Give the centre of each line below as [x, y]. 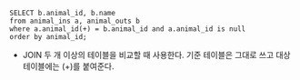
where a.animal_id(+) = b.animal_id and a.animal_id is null [128, 29]
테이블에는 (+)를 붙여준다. [68, 66]
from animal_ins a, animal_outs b [75, 21]
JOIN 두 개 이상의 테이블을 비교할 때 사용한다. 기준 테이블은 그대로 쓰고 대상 [156, 55]
